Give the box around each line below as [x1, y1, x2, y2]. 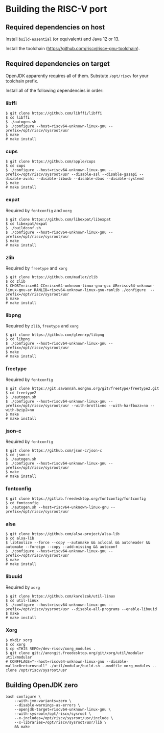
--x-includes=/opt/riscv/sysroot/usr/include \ [14, 715, 113, 720]
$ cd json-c [5, 452, 30, 457]
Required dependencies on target [5, 60, 110, 68]
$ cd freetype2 [5, 390, 37, 395]
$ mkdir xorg [5, 638, 32, 643]
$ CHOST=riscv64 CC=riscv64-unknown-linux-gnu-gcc [5, 283, 111, 288]
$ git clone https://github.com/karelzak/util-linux [5, 594, 116, 598]
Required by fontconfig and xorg [5, 207, 72, 213]
